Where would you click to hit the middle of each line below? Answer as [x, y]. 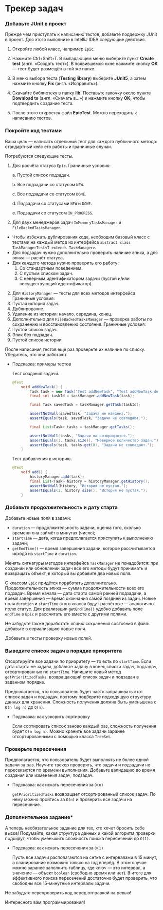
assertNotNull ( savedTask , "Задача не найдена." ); [81, 414]
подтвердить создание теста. [43, 104]
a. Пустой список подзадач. [41, 175]
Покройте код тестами [34, 131]
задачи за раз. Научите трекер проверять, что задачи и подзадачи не [78, 765]
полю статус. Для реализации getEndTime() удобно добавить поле [74, 609]
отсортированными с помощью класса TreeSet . [62, 736]
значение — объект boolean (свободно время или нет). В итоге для [82, 873]
